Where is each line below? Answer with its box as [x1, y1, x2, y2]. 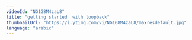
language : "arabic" [6, 25, 55, 31]
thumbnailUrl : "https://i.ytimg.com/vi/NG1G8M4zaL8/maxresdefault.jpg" [6, 19, 187, 25]
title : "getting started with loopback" [6, 14, 110, 20]
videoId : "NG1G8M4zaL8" [6, 8, 65, 15]
